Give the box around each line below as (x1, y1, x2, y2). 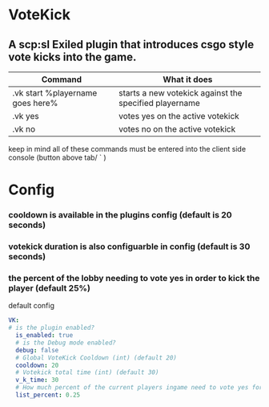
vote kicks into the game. (8, 50, 137, 63)
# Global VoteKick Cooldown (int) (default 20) (15, 353, 178, 362)
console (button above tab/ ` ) (8, 153, 106, 162)
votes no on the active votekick (118, 124, 236, 134)
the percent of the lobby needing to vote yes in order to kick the (8, 272, 260, 283)
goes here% (12, 98, 58, 108)
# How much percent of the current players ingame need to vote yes (15, 384, 249, 392)
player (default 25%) (8, 283, 90, 294)
